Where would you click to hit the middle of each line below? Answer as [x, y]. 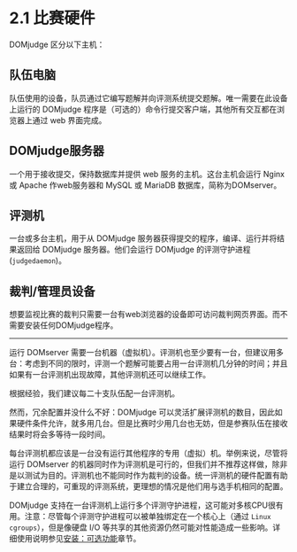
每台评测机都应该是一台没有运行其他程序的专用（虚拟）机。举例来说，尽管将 [148, 454]
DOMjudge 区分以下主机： [57, 44]
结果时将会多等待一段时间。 [60, 434]
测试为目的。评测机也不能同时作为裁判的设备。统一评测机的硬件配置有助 [156, 476]
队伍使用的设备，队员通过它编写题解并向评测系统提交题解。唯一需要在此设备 [148, 97]
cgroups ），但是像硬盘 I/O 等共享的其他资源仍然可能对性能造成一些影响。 [141, 527]
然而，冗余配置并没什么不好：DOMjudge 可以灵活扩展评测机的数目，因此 [142, 412]
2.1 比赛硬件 [52, 18]
